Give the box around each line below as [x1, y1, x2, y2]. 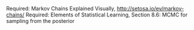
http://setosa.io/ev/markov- [116, 5, 184, 12]
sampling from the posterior [6, 18, 75, 24]
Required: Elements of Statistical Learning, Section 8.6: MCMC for [26, 11, 188, 18]
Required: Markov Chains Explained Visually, [6, 5, 116, 12]
